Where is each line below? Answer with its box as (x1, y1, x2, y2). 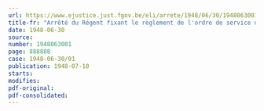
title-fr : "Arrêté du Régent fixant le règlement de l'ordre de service (8, 19, 251, 27)
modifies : (8, 77, 41, 84)
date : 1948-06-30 (8, 26, 65, 34)
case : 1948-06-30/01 (8, 55, 76, 63)
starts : (8, 70, 34, 77)
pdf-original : (8, 84, 55, 92)
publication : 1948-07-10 (8, 63, 90, 70)
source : (8, 33, 34, 41)
